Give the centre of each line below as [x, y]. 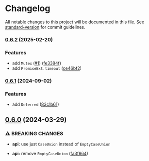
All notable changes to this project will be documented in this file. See [75, 22]
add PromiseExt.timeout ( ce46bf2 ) [47, 68]
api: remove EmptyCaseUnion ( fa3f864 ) [50, 154]
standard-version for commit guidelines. [45, 27]
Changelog [28, 8]
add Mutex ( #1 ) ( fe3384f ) [37, 63]
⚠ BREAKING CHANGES [34, 133]
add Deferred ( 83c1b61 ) [35, 104]
